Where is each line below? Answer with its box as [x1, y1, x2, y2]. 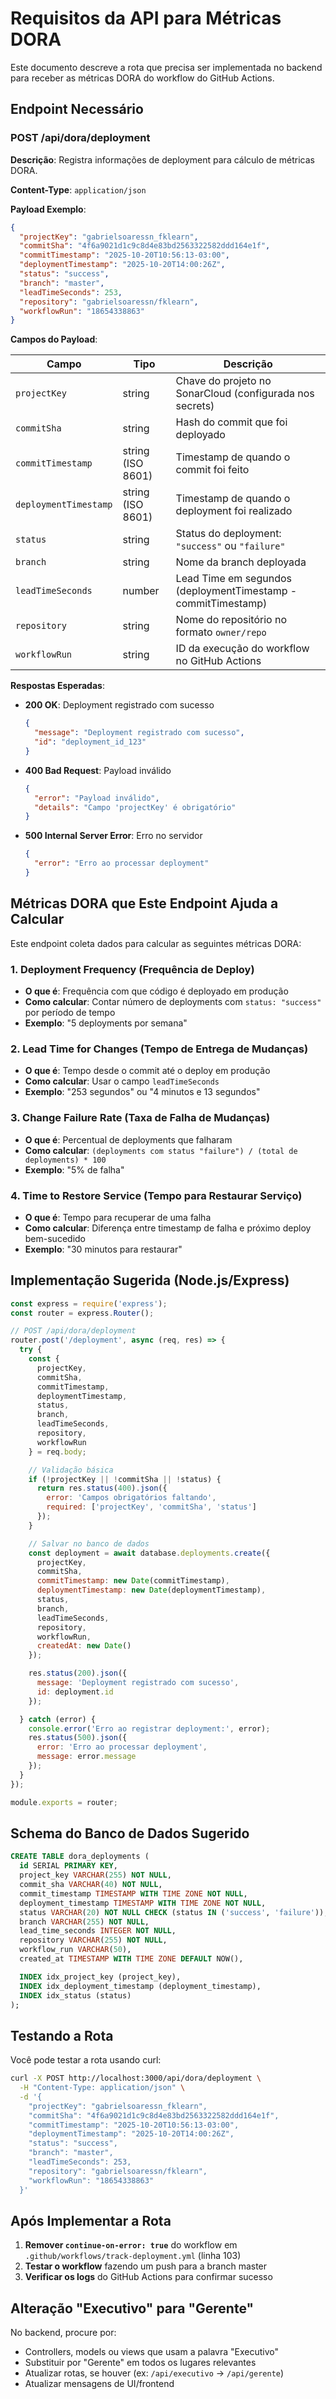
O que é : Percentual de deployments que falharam [24, 1133, 233, 1146]
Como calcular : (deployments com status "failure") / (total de [24, 1144, 298, 1156]
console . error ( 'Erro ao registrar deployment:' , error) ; [28, 1723, 271, 1734]
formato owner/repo [175, 625, 267, 639]
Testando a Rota [10, 2027, 114, 2044]
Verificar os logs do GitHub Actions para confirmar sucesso [24, 2271, 273, 2283]
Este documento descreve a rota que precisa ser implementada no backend [10, 61, 323, 73]
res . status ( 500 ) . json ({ [28, 1733, 128, 1743]
